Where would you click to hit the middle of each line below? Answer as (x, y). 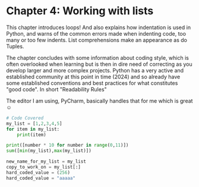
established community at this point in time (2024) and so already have (93, 77)
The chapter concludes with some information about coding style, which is (97, 58)
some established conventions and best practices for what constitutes (92, 83)
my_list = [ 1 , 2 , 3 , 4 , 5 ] (34, 123)
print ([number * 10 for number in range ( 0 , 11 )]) (67, 145)
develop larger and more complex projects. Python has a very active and (95, 70)
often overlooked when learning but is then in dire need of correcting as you (99, 64)
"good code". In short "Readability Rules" (56, 89)
